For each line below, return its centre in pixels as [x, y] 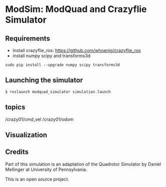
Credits [17, 152]
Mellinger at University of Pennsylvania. [46, 169]
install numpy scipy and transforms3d [51, 56]
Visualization [26, 135]
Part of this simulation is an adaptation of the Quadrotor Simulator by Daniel [83, 164]
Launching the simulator [44, 80]
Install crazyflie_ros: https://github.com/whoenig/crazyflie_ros [77, 50]
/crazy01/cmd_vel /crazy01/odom [39, 119]
